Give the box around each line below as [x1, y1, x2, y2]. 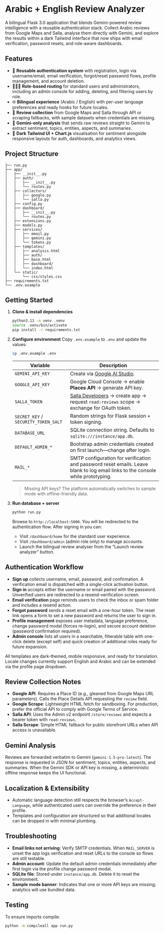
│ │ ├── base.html [5, 257, 51, 262]
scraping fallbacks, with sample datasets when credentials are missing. [12, 115, 156, 120]
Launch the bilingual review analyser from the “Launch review [19, 543, 144, 549]
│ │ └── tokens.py [5, 240, 51, 245]
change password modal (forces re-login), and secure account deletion [12, 623, 156, 629]
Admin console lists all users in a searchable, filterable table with [12, 633, 143, 639]
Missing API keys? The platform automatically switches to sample [24, 486, 156, 491]
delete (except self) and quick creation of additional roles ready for [22, 638, 157, 644]
